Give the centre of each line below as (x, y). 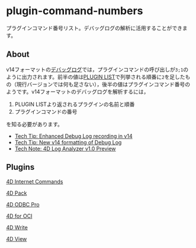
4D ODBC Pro (23, 204)
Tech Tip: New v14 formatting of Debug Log (68, 142)
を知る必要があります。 (35, 124)
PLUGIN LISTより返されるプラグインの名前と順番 (75, 104)
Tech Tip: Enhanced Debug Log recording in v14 (73, 136)
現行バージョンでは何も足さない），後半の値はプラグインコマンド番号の (103, 84)
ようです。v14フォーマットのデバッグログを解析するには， (78, 91)
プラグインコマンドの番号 (46, 111)
